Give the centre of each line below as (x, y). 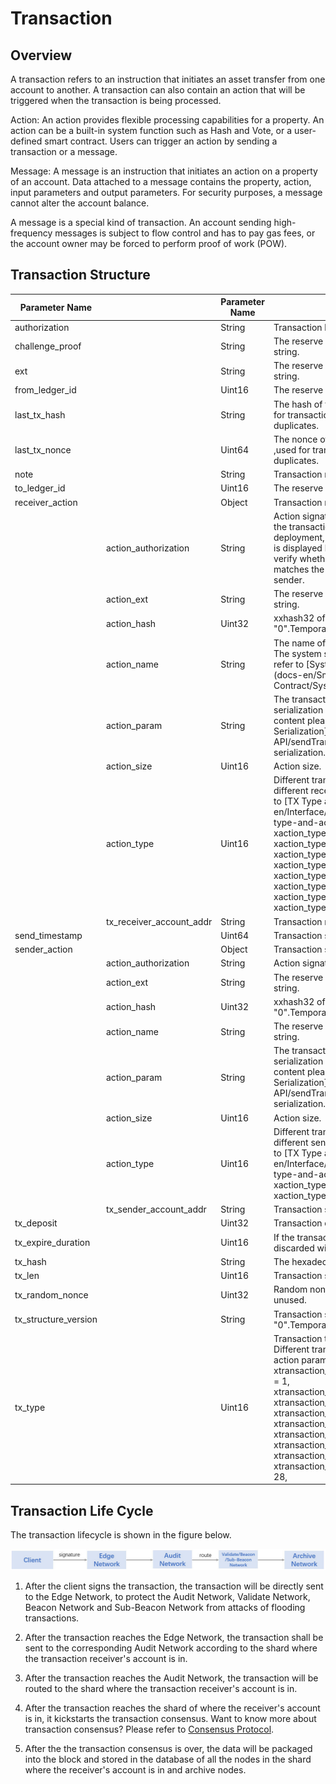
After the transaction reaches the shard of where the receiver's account (172, 1708)
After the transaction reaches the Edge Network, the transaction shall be (174, 1637)
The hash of (298, 404)
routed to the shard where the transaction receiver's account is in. (161, 1688)
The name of (300, 643)
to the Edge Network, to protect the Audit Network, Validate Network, (167, 1596)
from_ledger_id (45, 390)
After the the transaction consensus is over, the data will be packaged (168, 1748)
